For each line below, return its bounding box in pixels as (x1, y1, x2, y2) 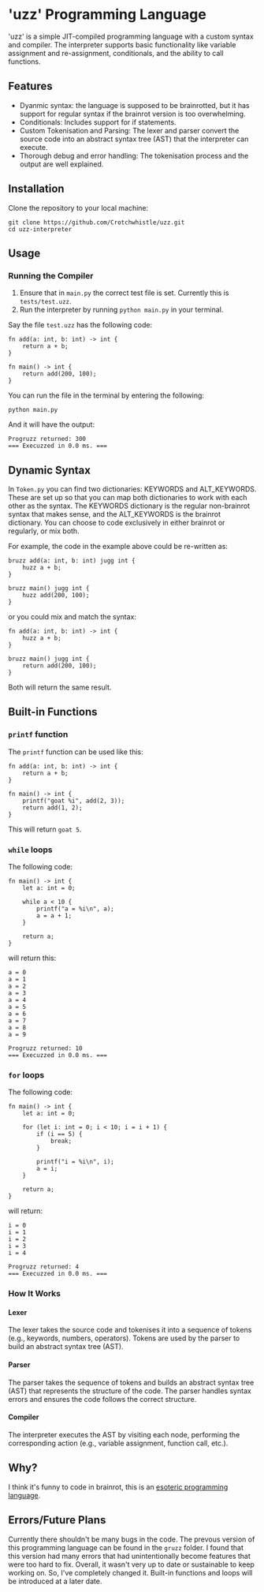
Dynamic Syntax (8, 463, 91, 476)
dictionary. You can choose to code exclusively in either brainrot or (8, 518, 225, 528)
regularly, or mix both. (8, 526, 80, 536)
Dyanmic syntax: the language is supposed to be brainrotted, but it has (19, 100, 250, 110)
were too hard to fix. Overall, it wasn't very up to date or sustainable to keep (8, 1560, 255, 1569)
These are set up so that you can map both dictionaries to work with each (8, 493, 247, 503)
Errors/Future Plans (8, 1513, 106, 1527)
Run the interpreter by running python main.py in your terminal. (19, 305, 224, 315)
